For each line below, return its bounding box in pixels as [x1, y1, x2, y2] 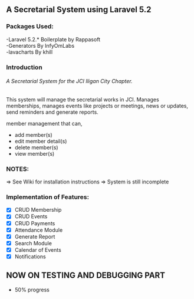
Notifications [14, 253, 46, 260]
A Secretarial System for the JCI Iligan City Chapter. [6, 78, 133, 85]
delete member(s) [14, 144, 58, 151]
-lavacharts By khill [6, 48, 53, 55]
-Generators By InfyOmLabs [6, 42, 75, 49]
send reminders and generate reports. [6, 109, 98, 116]
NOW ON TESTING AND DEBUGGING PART [6, 271, 166, 281]
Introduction [6, 63, 42, 71]
